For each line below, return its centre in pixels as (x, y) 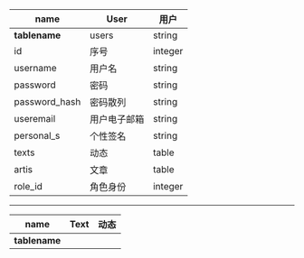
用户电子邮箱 (117, 119)
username (35, 68)
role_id (28, 186)
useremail (35, 119)
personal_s (37, 136)
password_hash (47, 101)
